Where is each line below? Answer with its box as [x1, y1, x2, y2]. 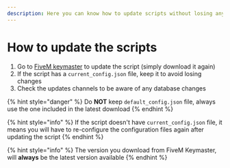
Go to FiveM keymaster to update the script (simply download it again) [16, 62, 216, 71]
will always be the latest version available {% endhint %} [7, 153, 168, 161]
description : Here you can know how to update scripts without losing [7, 10, 213, 17]
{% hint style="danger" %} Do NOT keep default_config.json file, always [7, 97, 216, 106]
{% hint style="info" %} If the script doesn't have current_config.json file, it [7, 118, 222, 126]
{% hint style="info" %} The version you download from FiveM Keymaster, [7, 145, 217, 154]
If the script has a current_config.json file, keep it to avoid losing [16, 69, 202, 77]
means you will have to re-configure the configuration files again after [7, 125, 204, 134]
